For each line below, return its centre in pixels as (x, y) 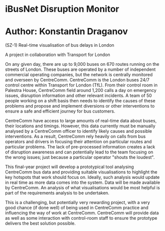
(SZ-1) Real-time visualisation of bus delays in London (60, 45)
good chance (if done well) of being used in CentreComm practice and (77, 208)
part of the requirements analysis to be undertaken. (57, 193)
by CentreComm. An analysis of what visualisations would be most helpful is (82, 188)
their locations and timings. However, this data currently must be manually (80, 126)
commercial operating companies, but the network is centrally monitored (79, 75)
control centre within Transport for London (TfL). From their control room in (81, 85)
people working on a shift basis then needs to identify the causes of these (80, 101)
